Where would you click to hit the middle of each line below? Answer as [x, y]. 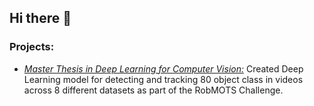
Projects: [32, 47]
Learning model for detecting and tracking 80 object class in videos [163, 79]
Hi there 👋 [40, 18]
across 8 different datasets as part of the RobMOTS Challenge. [153, 90]
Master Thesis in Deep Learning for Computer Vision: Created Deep [163, 68]
